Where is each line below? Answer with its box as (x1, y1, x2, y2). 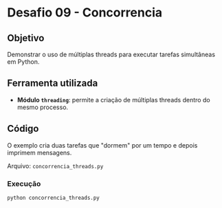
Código (7, 123, 39, 135)
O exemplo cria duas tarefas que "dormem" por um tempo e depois (7, 141, 198, 149)
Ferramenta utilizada (7, 78, 98, 89)
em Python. (7, 58, 40, 66)
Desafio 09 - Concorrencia (7, 5, 163, 21)
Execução (7, 178, 41, 188)
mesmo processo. (16, 103, 69, 111)
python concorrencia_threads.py (7, 194, 100, 201)
